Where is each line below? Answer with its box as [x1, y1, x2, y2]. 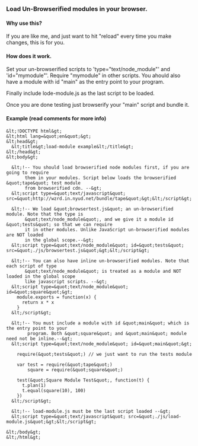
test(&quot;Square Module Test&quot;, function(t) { [17, 377, 150, 383]
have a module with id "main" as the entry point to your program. [6, 78, 165, 85]
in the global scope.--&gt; [24, 237, 94, 243]
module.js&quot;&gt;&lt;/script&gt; [6, 419, 97, 425]
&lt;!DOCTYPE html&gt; [6, 128, 62, 134]
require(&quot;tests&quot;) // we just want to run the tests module [17, 351, 193, 357]
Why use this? [6, 20, 43, 27]
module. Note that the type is [6, 211, 84, 217]
